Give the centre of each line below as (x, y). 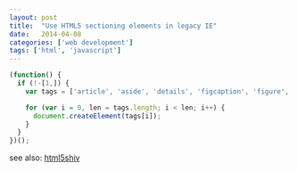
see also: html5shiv (45, 158)
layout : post (33, 17)
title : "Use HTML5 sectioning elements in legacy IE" (113, 26)
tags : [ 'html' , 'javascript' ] (66, 51)
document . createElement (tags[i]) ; (97, 116)
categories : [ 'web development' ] (71, 42)
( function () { (36, 75)
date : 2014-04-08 (45, 34)
